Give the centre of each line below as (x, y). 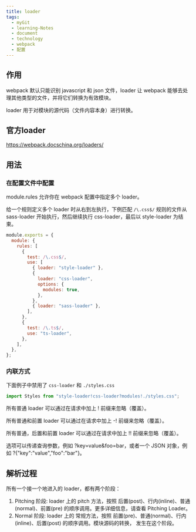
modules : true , (62, 289)
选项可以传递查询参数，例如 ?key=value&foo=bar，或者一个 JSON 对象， (94, 446)
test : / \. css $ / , (47, 257)
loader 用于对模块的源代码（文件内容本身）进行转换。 (71, 110)
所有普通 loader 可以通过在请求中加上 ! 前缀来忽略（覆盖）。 (78, 408)
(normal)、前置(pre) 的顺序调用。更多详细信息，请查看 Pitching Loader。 (103, 509)
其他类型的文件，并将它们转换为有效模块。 (62, 97)
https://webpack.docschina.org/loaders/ (55, 145)
